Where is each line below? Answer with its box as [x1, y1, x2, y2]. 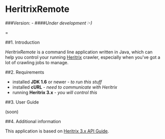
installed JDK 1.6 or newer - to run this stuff [12, 79, 102, 85]
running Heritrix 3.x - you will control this [12, 89, 97, 95]
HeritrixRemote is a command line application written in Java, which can [5, 49, 153, 55]
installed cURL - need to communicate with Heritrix [12, 84, 118, 90]
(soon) [5, 109, 19, 115]
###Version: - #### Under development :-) [5, 20, 92, 26]
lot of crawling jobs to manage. [5, 59, 69, 65]
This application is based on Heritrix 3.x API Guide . [5, 128, 109, 134]
